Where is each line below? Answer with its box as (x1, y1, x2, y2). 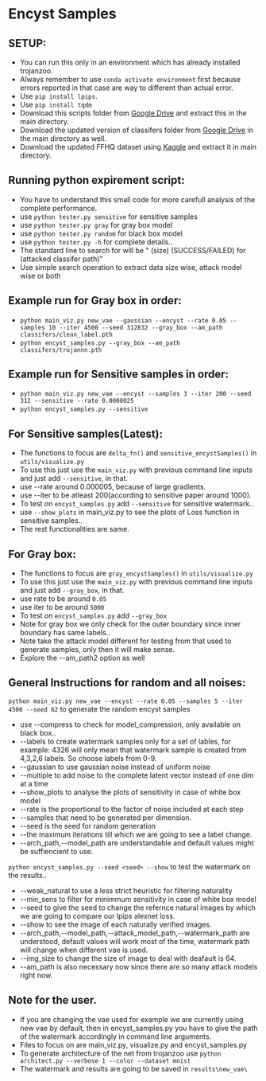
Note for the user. (8, 993, 98, 1007)
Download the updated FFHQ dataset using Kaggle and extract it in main (19, 142, 256, 151)
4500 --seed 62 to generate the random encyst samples (8, 704, 191, 713)
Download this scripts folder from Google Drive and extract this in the (19, 108, 248, 118)
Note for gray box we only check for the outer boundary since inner (19, 619, 241, 629)
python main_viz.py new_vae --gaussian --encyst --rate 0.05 (19, 316, 227, 325)
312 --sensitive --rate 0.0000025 (19, 397, 134, 405)
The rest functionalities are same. (19, 525, 129, 534)
